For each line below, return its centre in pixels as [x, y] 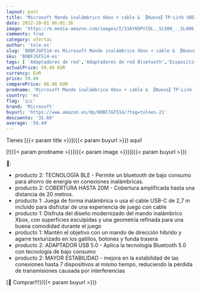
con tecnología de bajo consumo [55, 252]
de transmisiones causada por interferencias [70, 271]
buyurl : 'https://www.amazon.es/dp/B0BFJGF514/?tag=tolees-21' [87, 112]
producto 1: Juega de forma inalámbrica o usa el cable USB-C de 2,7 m [102, 201]
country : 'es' [24, 95]
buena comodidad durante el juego [58, 226]
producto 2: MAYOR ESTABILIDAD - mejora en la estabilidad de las [97, 258]
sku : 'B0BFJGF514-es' [33, 56]
